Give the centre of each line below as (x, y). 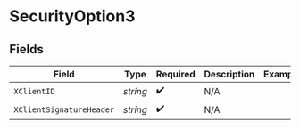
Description (229, 74)
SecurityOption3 (72, 16)
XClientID (34, 91)
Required (176, 74)
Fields (27, 49)
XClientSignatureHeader (64, 109)
